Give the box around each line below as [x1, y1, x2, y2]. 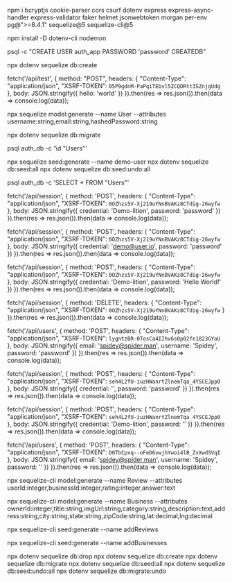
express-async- [168, 6, 214, 14]
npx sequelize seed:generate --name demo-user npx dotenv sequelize [7, 157, 209, 166]
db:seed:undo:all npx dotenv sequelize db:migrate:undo [7, 567, 166, 575]
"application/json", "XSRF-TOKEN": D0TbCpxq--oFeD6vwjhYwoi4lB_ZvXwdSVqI [7, 448, 221, 456]
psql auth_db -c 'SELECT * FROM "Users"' [7, 178, 130, 187]
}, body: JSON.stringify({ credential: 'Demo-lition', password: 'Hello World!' [7, 277, 222, 286]
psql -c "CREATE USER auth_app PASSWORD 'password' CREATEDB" [7, 48, 206, 55]
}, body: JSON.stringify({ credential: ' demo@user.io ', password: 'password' [7, 242, 222, 250]
